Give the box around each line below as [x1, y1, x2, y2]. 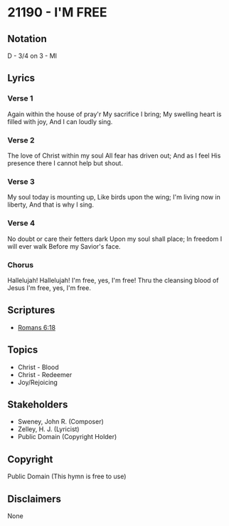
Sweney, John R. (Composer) [17, 418, 105, 426]
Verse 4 [7, 218, 36, 228]
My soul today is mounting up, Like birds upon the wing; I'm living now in [7, 193, 220, 202]
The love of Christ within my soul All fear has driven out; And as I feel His [7, 151, 221, 160]
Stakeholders [7, 398, 68, 411]
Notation [7, 33, 48, 45]
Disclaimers [7, 493, 62, 505]
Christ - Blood [17, 363, 59, 371]
